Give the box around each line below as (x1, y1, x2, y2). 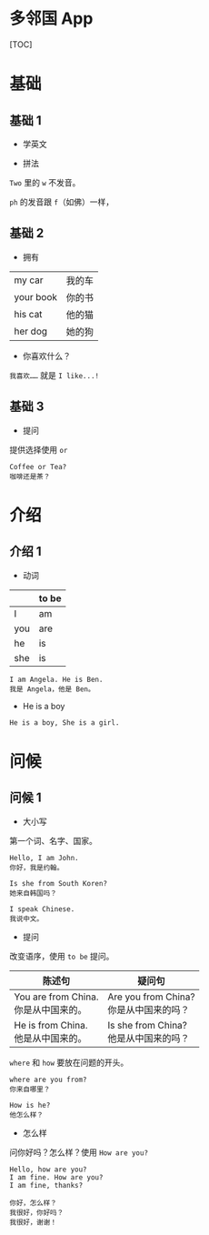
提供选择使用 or (9, 444, 68, 455)
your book (14, 290, 57, 303)
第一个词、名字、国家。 (9, 835, 97, 846)
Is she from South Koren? (9, 879, 107, 888)
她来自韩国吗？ (9, 889, 57, 898)
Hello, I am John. (9, 853, 79, 862)
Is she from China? (107, 1019, 188, 1031)
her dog (14, 325, 48, 337)
